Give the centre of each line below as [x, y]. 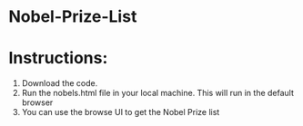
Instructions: [58, 58]
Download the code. [60, 83]
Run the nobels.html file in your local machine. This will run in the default [158, 93]
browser [37, 102]
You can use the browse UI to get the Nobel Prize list [121, 112]
